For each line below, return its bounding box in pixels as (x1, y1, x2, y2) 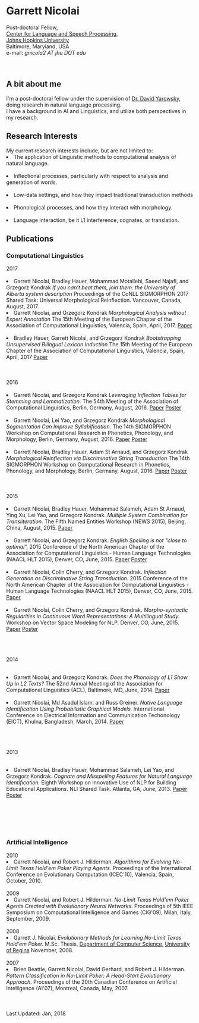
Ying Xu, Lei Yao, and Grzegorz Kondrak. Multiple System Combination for (6, 512, 188, 519)
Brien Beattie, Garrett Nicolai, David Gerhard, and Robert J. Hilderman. (14, 965, 186, 972)
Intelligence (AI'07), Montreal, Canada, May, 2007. (6, 984, 129, 991)
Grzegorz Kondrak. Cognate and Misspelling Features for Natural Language (6, 772, 192, 780)
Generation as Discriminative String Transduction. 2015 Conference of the (6, 575, 188, 582)
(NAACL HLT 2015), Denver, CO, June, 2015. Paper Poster (6, 556, 147, 563)
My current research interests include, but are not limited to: (6, 147, 153, 154)
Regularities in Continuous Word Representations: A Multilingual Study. (6, 613, 180, 620)
